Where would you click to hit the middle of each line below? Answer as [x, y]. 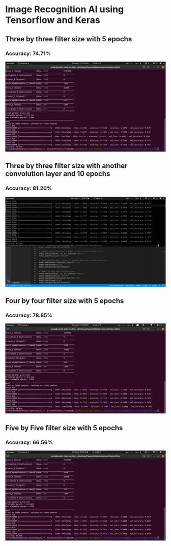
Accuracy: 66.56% [29, 442]
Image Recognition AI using [65, 9]
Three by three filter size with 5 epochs [69, 39]
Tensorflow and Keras [53, 20]
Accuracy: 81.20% [29, 188]
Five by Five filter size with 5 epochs [64, 428]
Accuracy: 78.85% [29, 315]
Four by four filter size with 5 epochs [65, 301]
